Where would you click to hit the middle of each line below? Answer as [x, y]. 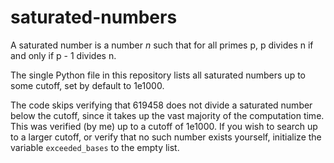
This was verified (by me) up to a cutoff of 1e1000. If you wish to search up [164, 126]
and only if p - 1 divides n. [63, 55]
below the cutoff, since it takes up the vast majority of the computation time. [167, 115]
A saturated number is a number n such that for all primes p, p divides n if [162, 45]
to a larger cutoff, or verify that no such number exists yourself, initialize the [166, 137]
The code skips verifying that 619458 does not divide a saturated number [161, 105]
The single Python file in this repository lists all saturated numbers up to [158, 75]
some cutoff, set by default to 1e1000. [87, 85]
